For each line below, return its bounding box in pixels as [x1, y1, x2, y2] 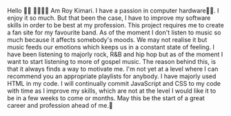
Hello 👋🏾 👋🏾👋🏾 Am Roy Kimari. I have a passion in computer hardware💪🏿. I [7, 7, 219, 14]
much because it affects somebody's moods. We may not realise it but [7, 36, 208, 44]
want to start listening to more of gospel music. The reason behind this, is [7, 58, 217, 65]
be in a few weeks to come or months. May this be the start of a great [7, 94, 205, 102]
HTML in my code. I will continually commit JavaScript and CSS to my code [7, 80, 221, 87]
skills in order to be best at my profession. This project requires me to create [7, 21, 224, 29]
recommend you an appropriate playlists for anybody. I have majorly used [7, 72, 217, 80]
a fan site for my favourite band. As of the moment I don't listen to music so [7, 28, 221, 36]
